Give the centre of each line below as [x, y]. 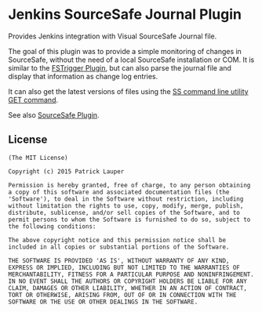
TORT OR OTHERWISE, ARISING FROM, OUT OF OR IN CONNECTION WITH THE [122, 295]
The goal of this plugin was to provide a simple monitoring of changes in [125, 51]
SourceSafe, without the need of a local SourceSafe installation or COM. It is [131, 60]
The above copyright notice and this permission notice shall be [117, 240]
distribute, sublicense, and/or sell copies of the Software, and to [124, 212]
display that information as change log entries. [83, 76]
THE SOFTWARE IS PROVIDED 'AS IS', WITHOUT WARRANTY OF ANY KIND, [119, 260]
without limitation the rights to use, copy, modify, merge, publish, [126, 205]
